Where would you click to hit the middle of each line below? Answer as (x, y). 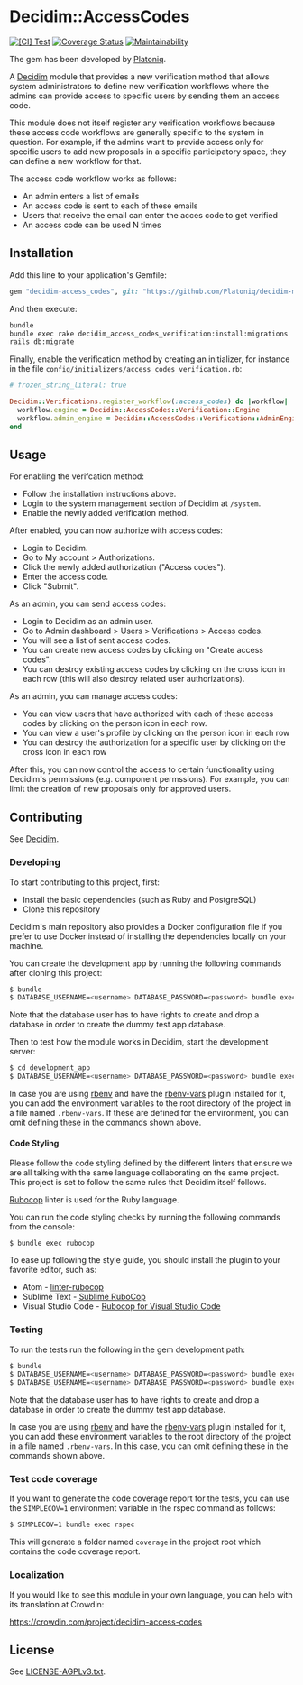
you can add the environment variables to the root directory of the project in (151, 1103)
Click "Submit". (50, 586)
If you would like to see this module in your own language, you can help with (151, 1595)
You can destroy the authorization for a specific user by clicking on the (154, 742)
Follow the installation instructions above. (99, 494)
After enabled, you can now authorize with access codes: (116, 530)
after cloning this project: (56, 972)
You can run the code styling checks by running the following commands (145, 1217)
